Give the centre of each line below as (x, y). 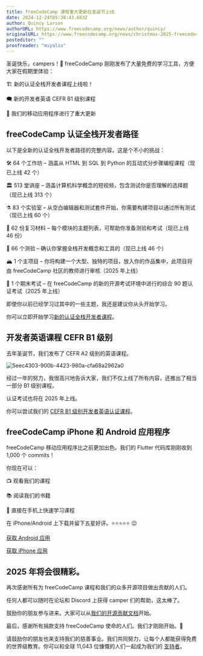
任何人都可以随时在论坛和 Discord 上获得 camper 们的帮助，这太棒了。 (95, 600)
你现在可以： (22, 468)
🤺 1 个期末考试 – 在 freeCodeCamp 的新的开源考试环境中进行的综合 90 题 (97, 283)
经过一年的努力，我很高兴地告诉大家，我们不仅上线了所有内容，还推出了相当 (101, 378)
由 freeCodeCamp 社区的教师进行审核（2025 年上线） (74, 270)
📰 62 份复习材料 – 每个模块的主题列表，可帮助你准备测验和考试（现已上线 (98, 228)
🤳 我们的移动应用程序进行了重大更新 (51, 113)
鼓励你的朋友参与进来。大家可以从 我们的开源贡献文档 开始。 (80, 613)
